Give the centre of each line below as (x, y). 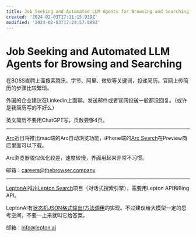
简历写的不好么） (36, 108)
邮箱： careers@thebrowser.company (51, 170)
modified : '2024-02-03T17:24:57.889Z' (53, 22)
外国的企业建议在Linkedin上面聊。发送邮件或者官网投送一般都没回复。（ (92, 101)
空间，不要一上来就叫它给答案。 (49, 215)
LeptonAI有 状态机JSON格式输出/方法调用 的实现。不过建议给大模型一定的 (94, 208)
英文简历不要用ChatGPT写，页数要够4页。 (57, 120)
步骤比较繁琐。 (34, 88)
